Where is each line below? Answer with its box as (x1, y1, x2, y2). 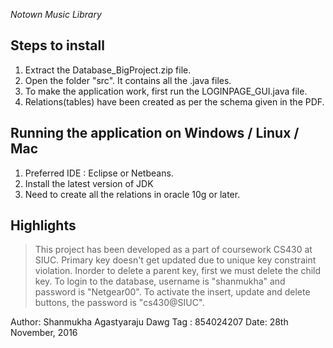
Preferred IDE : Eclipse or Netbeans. (24, 167, 174, 179)
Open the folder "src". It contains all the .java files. (24, 74, 232, 86)
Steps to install (10, 37, 105, 54)
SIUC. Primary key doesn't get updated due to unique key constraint (34, 254, 317, 266)
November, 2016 (10, 327, 78, 339)
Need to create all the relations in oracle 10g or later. (24, 188, 241, 200)
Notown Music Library (10, 9, 102, 20)
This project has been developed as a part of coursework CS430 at (34, 244, 313, 256)
